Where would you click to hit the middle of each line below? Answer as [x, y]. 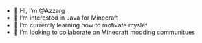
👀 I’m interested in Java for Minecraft [66, 18]
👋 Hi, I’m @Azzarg [39, 11]
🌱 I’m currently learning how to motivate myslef [80, 25]
